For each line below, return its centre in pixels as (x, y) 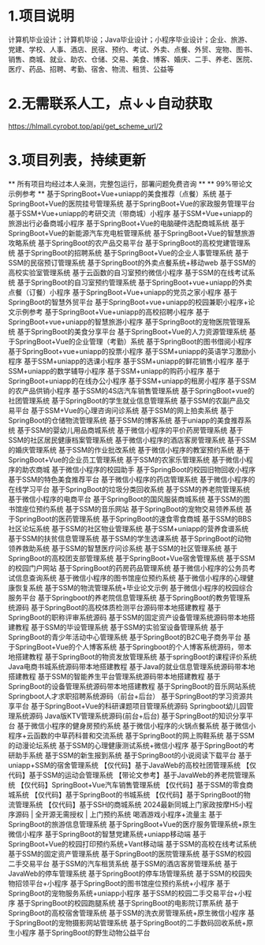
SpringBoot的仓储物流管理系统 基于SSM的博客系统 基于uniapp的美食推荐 (127, 420)
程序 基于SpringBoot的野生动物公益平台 (86, 932)
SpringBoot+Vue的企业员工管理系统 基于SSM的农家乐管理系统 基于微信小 (127, 459)
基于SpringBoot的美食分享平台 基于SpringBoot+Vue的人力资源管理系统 (132, 331)
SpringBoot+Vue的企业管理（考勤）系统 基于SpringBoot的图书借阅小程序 (133, 341)
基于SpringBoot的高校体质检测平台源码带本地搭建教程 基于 (126, 607)
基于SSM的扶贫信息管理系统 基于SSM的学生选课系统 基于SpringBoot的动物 (130, 538)
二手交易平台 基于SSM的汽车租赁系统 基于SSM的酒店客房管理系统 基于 (123, 863)
